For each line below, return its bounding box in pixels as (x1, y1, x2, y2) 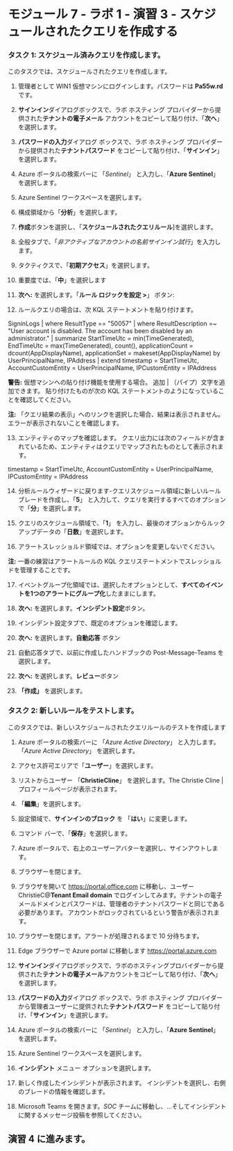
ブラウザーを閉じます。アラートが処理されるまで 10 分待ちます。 (17, 931, 203, 940)
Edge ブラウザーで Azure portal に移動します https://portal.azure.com (17, 947, 217, 955)
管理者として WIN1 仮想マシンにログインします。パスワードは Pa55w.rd (17, 82, 223, 90)
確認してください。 (19, 396, 75, 404)
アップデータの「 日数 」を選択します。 (17, 528, 128, 536)
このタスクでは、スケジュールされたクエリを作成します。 (8, 67, 171, 76)
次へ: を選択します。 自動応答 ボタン (17, 634, 121, 642)
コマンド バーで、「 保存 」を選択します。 (17, 829, 131, 837)
